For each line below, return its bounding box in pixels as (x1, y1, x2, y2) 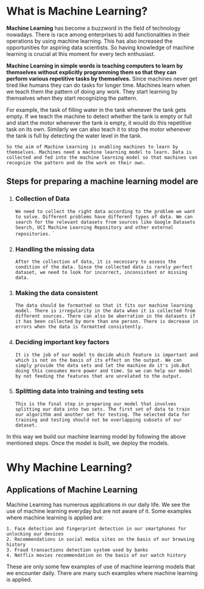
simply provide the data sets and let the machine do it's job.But (15, 362, 190, 369)
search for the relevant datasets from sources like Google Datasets (15, 219, 196, 225)
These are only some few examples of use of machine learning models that (6, 563, 195, 570)
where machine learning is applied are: (6, 514, 104, 521)
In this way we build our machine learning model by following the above (6, 433, 186, 440)
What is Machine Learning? (6, 4, 148, 18)
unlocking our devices (6, 531, 64, 537)
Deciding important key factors (15, 338, 110, 346)
